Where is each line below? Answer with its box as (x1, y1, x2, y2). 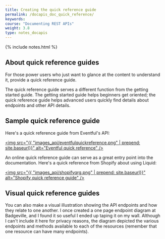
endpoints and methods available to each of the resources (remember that (5, 223, 157, 229)
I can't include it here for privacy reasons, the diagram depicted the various (5, 218, 159, 224)
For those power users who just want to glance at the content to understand (5, 72, 160, 78)
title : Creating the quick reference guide (5, 7, 97, 12)
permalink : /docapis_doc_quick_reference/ (5, 12, 94, 17)
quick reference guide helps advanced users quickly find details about (5, 97, 149, 103)
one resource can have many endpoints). (5, 229, 89, 235)
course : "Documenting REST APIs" (5, 21, 74, 26)
